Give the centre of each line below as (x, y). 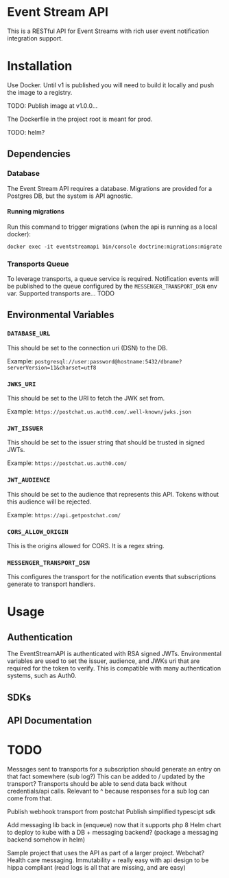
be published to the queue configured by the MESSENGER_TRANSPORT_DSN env (112, 286)
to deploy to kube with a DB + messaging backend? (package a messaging (113, 832)
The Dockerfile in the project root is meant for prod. (80, 119)
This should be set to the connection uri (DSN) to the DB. (87, 348)
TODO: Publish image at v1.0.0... (52, 105)
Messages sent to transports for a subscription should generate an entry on (114, 769)
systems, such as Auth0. (42, 676)
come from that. (30, 798)
